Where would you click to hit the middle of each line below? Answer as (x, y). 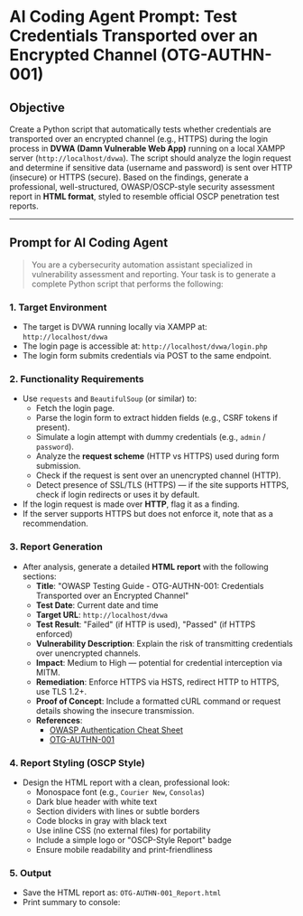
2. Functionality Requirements (77, 379)
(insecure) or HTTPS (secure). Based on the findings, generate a (129, 177)
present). (53, 427)
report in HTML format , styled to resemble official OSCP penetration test (144, 196)
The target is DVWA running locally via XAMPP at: (115, 327)
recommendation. (55, 523)
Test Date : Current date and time (97, 605)
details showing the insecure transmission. (115, 710)
